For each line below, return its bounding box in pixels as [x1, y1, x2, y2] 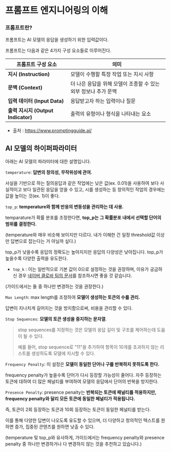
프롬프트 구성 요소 [16, 61, 57, 68]
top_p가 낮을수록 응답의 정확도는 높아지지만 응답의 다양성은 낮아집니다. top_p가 [5, 249, 163, 255]
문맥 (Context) [8, 84, 43, 91]
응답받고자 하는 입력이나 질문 [70, 97, 136, 105]
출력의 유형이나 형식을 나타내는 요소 [70, 110, 151, 117]
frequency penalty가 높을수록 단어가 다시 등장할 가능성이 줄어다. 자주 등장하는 [5, 372, 162, 378]
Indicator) [8, 114, 33, 121]
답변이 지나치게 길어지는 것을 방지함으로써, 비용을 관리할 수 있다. [5, 305, 133, 311]
